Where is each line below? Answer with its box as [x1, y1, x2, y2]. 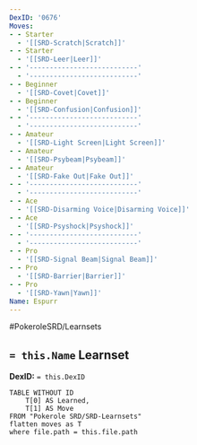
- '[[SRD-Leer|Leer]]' [17, 55, 102, 64]
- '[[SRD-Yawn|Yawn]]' [17, 288, 102, 297]
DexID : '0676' [9, 13, 63, 22]
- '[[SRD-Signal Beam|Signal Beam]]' [17, 255, 158, 265]
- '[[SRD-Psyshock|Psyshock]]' [17, 222, 134, 231]
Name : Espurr [9, 297, 58, 306]
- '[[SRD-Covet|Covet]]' [17, 88, 110, 97]
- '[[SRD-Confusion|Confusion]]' [17, 105, 142, 114]
